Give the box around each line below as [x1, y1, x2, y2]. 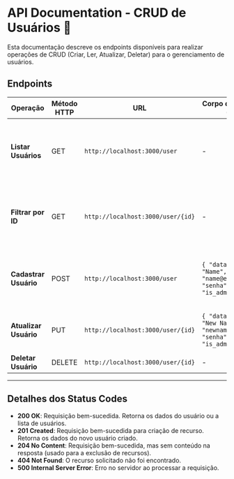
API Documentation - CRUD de [7, 5, 187, 21]
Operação [10, 103, 45, 112]
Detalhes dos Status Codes [7, 393, 127, 405]
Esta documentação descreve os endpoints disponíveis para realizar [7, 43, 203, 51]
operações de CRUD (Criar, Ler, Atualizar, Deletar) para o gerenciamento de [7, 50, 225, 59]
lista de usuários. [17, 419, 67, 427]
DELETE [51, 358, 78, 367]
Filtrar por [10, 207, 45, 217]
